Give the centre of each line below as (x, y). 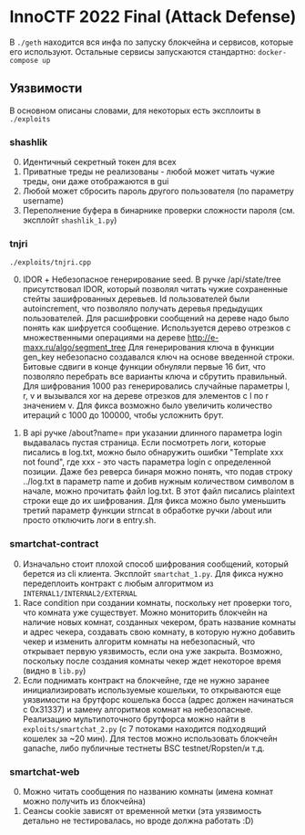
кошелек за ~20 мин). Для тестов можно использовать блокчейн (150, 738)
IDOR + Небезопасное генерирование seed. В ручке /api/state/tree (152, 279)
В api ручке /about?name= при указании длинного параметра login (152, 433)
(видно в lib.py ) (54, 670)
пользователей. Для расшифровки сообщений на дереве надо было (156, 318)
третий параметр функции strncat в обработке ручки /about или (147, 511)
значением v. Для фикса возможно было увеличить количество (147, 406)
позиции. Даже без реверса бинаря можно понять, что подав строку (158, 472)
